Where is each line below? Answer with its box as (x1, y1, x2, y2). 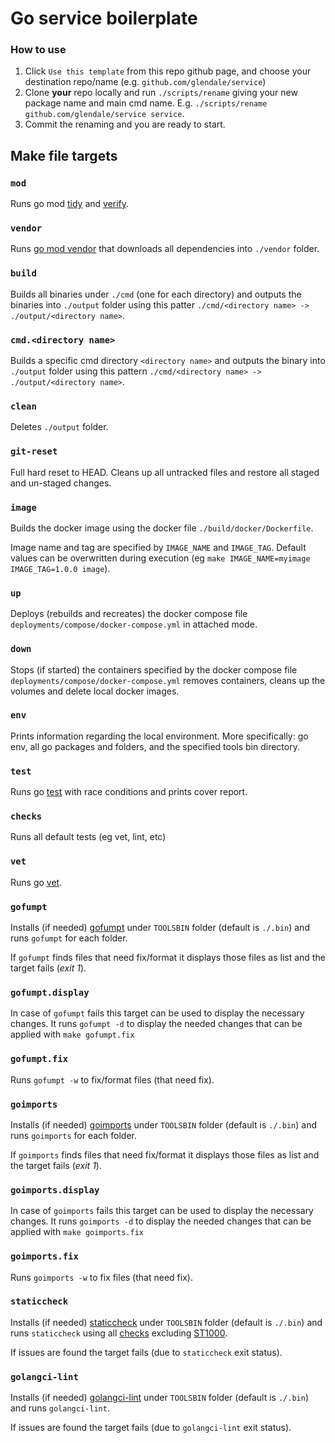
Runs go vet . (10, 876, 63, 888)
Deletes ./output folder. (10, 421, 109, 433)
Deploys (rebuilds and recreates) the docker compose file (10, 608, 248, 620)
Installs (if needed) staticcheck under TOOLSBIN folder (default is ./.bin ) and (10, 1316, 323, 1328)
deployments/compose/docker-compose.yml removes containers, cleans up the (10, 674, 326, 686)
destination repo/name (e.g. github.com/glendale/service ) (24, 76, 267, 88)
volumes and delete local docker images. (10, 685, 180, 697)
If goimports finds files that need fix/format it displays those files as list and (10, 1148, 320, 1161)
